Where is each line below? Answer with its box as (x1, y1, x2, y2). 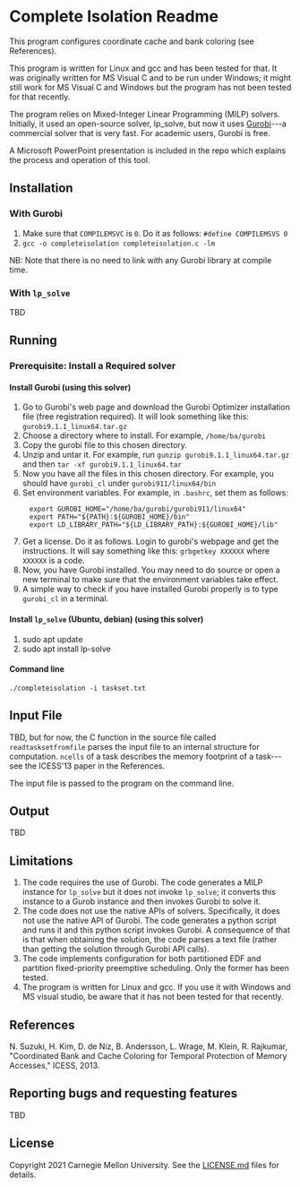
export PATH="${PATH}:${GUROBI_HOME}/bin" (29, 512, 191, 521)
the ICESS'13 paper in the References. (24, 760, 166, 771)
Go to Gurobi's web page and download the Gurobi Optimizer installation (21, 401, 291, 413)
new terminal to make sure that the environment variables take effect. (21, 574, 279, 585)
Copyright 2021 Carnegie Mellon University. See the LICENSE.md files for (9, 1159, 279, 1170)
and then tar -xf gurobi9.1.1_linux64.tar (21, 459, 182, 469)
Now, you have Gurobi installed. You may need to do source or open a (21, 564, 280, 575)
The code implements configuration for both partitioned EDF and (21, 953, 261, 964)
